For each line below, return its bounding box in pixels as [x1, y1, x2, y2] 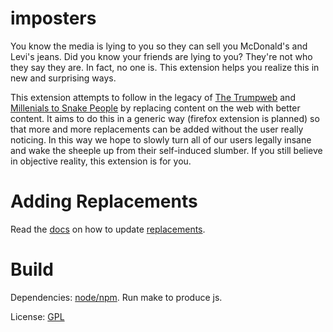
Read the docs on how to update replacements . [10, 223, 206, 235]
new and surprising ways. [10, 72, 117, 84]
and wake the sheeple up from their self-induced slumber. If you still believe [10, 144, 323, 156]
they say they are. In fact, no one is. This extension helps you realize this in [10, 61, 320, 73]
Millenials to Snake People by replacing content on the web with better [10, 102, 301, 114]
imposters [10, 7, 97, 30]
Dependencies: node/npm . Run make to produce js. [10, 291, 223, 303]
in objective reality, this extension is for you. [10, 155, 192, 167]
